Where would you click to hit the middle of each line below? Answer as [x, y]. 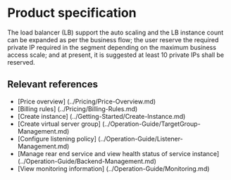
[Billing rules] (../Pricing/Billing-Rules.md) [77, 109]
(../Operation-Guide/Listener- [140, 139]
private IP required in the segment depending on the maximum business [112, 47]
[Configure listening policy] [57, 139]
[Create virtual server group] [59, 124]
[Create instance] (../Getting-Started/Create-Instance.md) [101, 116]
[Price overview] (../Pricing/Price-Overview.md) [87, 101]
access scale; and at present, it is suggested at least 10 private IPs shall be [116, 55]
